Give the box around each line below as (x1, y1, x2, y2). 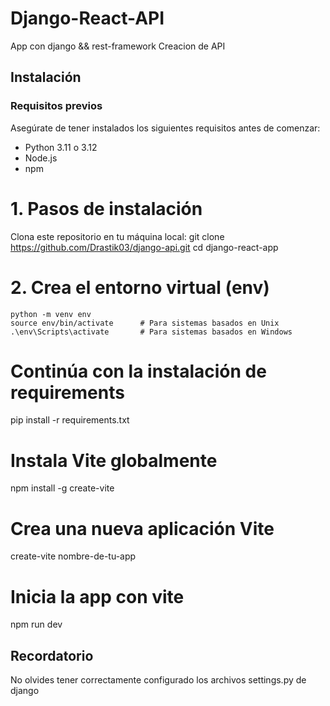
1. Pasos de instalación (10, 197, 203, 220)
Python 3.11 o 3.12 (24, 141, 98, 153)
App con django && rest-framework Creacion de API (10, 40, 226, 52)
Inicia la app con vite (10, 585, 185, 608)
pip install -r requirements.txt (10, 414, 130, 426)
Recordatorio (10, 647, 94, 664)
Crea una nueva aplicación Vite (10, 517, 275, 540)
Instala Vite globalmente (10, 449, 218, 472)
